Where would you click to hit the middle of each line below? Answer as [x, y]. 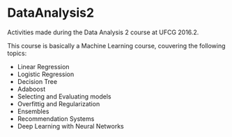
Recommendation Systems [56, 118]
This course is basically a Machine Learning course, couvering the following [116, 45]
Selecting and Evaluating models [64, 96]
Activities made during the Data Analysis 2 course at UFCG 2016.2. [103, 32]
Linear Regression [43, 66]
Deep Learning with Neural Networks [70, 126]
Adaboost [31, 89]
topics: [17, 53]
